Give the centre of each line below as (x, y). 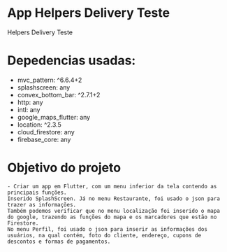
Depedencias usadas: (72, 61)
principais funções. (37, 192)
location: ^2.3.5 (39, 125)
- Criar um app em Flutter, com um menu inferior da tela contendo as (112, 186)
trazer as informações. (42, 204)
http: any (30, 102)
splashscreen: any (44, 87)
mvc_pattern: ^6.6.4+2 (50, 80)
